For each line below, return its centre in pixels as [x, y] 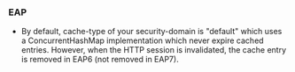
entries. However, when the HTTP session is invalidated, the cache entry [154, 50]
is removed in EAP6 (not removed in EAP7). [100, 60]
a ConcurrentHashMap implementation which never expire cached [142, 40]
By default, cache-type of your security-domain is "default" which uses [151, 32]
